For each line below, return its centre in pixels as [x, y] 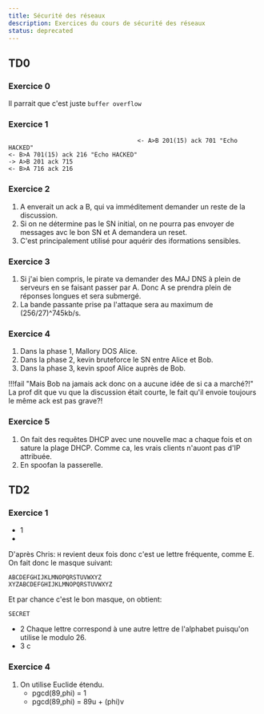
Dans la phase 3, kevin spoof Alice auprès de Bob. [103, 368]
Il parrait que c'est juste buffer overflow [75, 103]
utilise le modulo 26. [53, 638]
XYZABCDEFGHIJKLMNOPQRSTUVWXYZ [60, 585]
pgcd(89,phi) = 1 [59, 693]
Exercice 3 [29, 262]
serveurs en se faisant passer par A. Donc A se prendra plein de [126, 287]
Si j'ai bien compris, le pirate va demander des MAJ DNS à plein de [130, 278]
